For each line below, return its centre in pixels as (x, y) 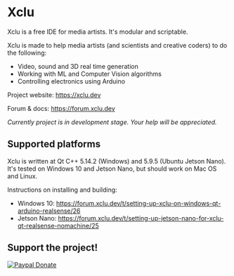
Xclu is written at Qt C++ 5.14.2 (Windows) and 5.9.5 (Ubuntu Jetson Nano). (117, 161)
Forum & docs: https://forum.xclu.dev (61, 108)
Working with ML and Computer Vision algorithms (89, 74)
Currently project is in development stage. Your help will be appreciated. (112, 122)
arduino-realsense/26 (49, 211)
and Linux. (22, 176)
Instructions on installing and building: (62, 190)
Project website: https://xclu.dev (54, 95)
